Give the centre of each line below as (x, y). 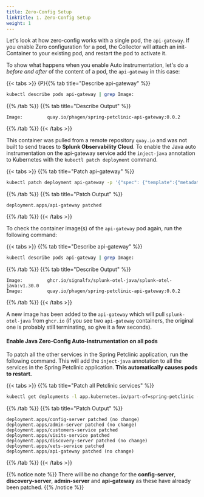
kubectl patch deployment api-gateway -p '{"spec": (73, 183)
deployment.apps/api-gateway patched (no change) (70, 451)
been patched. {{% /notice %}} (45, 487)
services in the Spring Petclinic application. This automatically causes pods (102, 368)
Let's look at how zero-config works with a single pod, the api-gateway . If (98, 41)
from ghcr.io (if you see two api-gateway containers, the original (113, 320)
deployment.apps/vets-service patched (55, 446)
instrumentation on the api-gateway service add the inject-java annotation (101, 153)
